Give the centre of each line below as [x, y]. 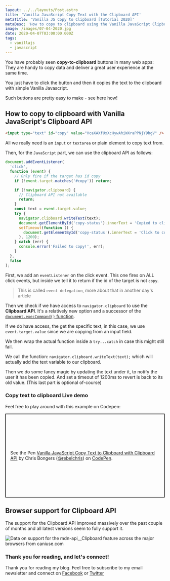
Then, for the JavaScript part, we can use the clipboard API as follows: [79, 153]
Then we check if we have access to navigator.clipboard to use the [76, 305]
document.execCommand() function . [40, 316]
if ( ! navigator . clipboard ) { [45, 190]
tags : [11, 38]
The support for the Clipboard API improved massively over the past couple [84, 523]
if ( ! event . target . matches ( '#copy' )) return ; [63, 181]
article [24, 296]
